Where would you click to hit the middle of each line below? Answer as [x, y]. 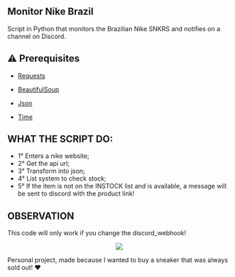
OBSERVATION [41, 216]
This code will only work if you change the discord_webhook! [97, 233]
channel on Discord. [37, 36]
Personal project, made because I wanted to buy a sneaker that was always [118, 260]
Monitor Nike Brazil [50, 12]
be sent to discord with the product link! [76, 193]
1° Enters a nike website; [54, 156]
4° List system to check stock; [62, 179]
